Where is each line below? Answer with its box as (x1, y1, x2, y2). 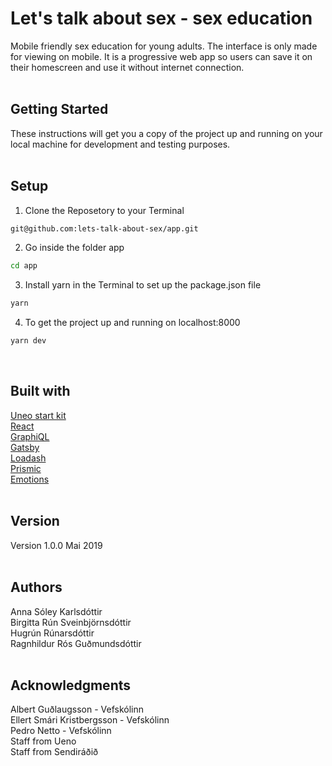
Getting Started (10, 101, 109, 118)
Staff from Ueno (10, 735, 77, 747)
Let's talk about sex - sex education (10, 7, 313, 30)
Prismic (10, 462, 42, 474)
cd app (10, 261, 38, 271)
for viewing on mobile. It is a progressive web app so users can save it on (10, 50, 313, 62)
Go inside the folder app (24, 242, 125, 254)
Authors (10, 579, 63, 596)
